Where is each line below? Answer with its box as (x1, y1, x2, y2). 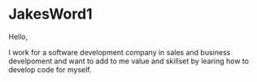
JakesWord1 (8, 5, 93, 24)
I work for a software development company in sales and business (8, 47, 231, 57)
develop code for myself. (8, 64, 92, 74)
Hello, (8, 32, 28, 41)
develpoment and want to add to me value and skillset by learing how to (8, 56, 250, 66)
